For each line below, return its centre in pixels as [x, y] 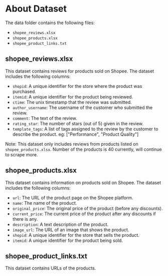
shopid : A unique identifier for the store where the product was [77, 86]
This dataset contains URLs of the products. [51, 268]
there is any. [25, 219]
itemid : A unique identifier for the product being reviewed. [73, 97]
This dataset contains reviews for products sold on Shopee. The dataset [80, 71]
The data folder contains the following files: [50, 23]
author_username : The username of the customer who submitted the [82, 107]
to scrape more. [22, 154]
